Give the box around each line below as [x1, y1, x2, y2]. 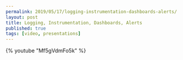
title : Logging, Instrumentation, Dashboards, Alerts [5, 20, 143, 26]
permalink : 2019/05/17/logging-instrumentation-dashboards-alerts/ [5, 8, 178, 15]
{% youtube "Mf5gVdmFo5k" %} [5, 47, 86, 54]
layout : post [5, 14, 38, 20]
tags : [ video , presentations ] [5, 31, 81, 37]
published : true [5, 25, 46, 31]
